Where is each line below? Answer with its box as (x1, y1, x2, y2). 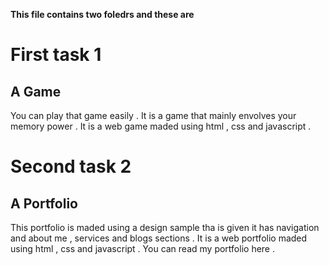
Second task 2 (10, 155, 132, 178)
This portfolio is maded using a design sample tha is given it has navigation (10, 222, 320, 233)
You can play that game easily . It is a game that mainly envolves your (10, 110, 297, 121)
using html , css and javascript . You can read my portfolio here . (10, 243, 275, 254)
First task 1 (10, 44, 102, 66)
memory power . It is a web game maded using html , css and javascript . (10, 120, 312, 132)
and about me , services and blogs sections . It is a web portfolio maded (10, 232, 308, 244)
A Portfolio (10, 195, 78, 212)
